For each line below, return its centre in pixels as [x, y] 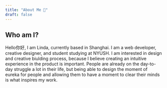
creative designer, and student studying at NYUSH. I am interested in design [84, 53]
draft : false [19, 15]
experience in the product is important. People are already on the [72, 64]
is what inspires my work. [31, 80]
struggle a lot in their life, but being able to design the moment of [81, 69]
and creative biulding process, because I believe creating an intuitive [76, 59]
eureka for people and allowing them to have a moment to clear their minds [82, 75]
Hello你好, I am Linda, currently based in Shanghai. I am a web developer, [81, 48]
